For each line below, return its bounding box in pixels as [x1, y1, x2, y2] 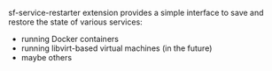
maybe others [20, 53, 73, 62]
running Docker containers [20, 34, 119, 44]
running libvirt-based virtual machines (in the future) [20, 43, 213, 53]
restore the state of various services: [8, 17, 143, 27]
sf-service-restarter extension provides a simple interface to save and [8, 8, 264, 18]
